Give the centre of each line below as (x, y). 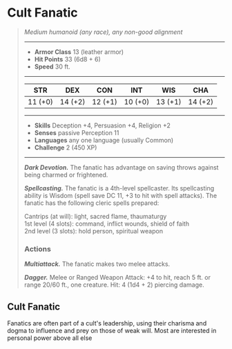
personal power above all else (50, 338)
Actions (38, 249)
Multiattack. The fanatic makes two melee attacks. (97, 264)
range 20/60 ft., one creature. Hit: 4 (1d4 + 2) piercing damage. (114, 285)
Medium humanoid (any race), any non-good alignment (103, 32)
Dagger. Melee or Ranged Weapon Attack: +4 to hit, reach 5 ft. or (117, 278)
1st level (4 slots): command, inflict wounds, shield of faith (107, 224)
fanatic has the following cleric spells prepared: (91, 203)
